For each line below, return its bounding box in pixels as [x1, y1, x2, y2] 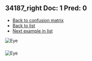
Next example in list [12, 27, 53, 34]
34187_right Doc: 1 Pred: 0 [5, 4, 87, 12]
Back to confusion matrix [12, 17, 64, 23]
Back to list [12, 22, 35, 28]
